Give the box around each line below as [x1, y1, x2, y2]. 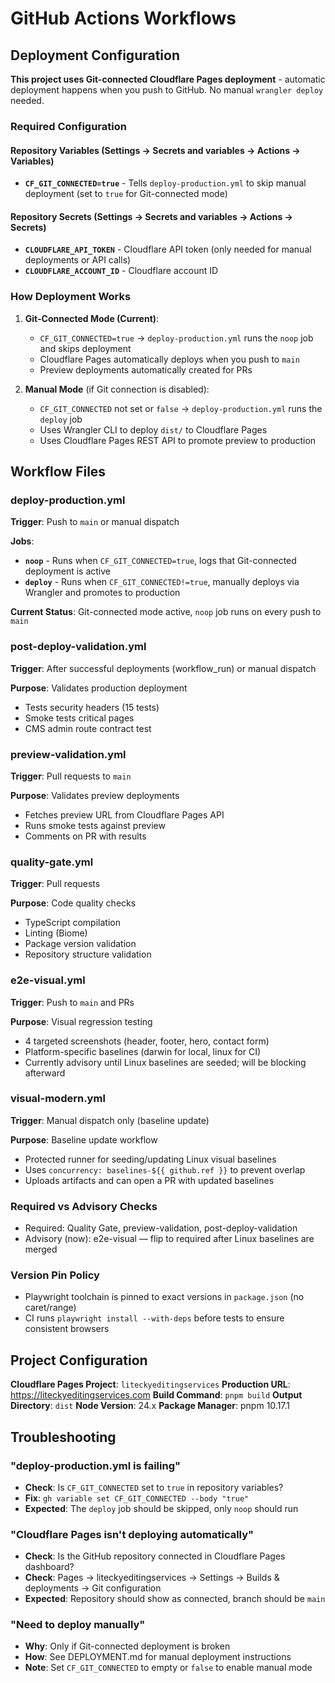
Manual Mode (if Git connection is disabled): [24, 383, 210, 395]
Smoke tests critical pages [24, 712, 135, 724]
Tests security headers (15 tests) [24, 701, 160, 713]
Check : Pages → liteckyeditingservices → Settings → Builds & [24, 1572, 280, 1584]
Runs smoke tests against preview [24, 819, 166, 831]
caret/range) [24, 1302, 77, 1314]
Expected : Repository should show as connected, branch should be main [24, 1593, 326, 1605]
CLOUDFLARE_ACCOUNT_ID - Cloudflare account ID [24, 265, 219, 277]
